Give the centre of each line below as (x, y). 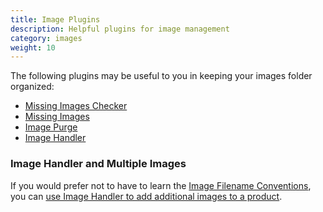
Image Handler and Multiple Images (98, 164)
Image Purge (51, 127)
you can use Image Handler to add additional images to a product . (146, 196)
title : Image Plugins (55, 19)
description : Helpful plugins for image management (120, 29)
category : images (46, 38)
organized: (32, 87)
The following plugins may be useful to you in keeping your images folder (161, 76)
